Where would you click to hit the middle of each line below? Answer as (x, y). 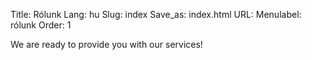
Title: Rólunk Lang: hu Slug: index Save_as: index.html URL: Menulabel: (156, 14)
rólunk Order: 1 (41, 25)
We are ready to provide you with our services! (106, 44)
